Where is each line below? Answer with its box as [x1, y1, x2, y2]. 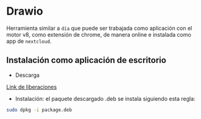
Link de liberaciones [6, 83, 57, 90]
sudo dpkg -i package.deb [6, 107, 72, 113]
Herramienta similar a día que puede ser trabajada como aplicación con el [6, 24, 192, 32]
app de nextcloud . [6, 37, 52, 45]
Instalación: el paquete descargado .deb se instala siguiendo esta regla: [15, 95, 196, 102]
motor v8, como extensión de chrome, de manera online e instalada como [6, 31, 192, 38]
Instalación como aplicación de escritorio [6, 55, 166, 65]
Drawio [6, 4, 44, 18]
